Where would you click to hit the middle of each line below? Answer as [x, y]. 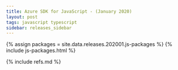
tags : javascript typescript [42, 22]
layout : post [22, 17]
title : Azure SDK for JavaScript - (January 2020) [69, 11]
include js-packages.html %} [41, 51]
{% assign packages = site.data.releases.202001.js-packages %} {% [89, 44]
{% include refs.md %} [34, 62]
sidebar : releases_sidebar [39, 28]
